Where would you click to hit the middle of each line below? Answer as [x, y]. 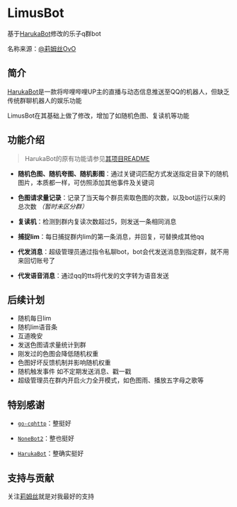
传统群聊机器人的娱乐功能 [45, 100]
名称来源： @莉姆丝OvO [42, 48]
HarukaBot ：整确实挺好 [51, 453]
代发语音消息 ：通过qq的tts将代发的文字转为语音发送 [93, 275]
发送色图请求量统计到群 [52, 345]
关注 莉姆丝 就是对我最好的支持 [51, 496]
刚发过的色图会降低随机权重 [58, 354]
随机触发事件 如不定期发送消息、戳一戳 [74, 372]
